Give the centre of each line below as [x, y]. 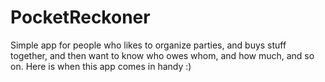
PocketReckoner [80, 17]
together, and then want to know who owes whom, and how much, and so [162, 55]
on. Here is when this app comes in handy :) [101, 66]
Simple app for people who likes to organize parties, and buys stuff [148, 45]
